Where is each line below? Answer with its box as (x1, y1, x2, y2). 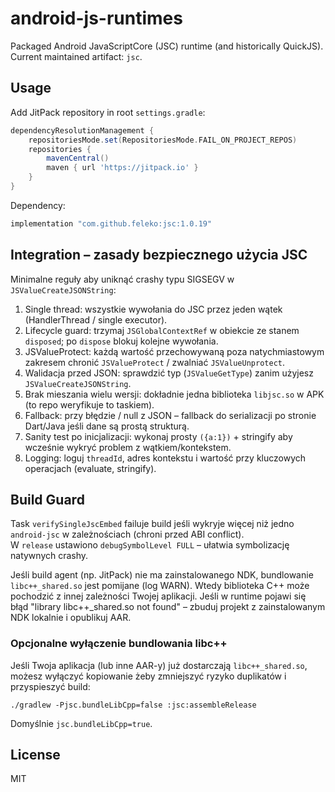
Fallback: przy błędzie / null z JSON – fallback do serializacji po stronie (24, 409, 317, 421)
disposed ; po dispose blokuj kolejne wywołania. (24, 335, 219, 347)
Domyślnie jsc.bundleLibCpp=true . (10, 717, 153, 729)
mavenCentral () (46, 153, 110, 164)
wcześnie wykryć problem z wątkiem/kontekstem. (24, 441, 232, 453)
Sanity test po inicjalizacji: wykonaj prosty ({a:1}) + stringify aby (24, 430, 293, 442)
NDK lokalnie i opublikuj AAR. (10, 612, 132, 624)
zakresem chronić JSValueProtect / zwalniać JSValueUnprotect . (24, 356, 285, 368)
